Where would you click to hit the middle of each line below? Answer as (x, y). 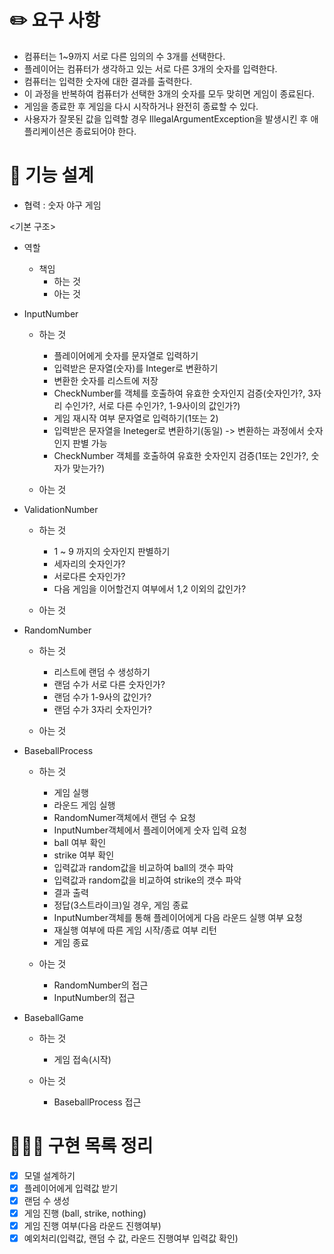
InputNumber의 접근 (94, 997)
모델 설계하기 (49, 1175)
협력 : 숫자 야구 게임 (62, 205)
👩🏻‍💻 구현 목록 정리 (81, 1146)
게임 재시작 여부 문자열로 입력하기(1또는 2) (136, 418)
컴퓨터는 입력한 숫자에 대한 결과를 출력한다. (108, 81)
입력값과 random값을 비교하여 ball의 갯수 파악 (143, 867)
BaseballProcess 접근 (97, 1102)
